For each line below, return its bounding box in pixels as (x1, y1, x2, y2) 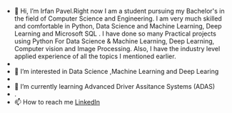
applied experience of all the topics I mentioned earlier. (14, 52, 176, 60)
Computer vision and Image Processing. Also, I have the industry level (14, 45, 221, 53)
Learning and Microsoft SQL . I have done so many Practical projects (14, 29, 216, 38)
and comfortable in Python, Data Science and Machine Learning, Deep (14, 22, 222, 30)
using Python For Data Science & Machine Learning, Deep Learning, (14, 37, 215, 45)
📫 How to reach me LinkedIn (14, 98, 101, 106)
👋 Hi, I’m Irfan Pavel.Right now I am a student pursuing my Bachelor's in (14, 7, 225, 15)
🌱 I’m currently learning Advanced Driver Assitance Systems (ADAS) (14, 82, 216, 90)
